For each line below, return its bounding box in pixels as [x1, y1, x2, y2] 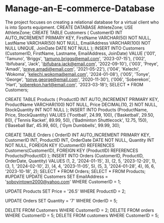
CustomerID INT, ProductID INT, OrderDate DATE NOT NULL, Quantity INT [5, 137, 155, 143]
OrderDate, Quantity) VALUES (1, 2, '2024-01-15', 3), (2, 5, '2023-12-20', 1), [5, 158, 157, 164]
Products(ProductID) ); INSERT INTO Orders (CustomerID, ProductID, [5, 152, 144, 158]
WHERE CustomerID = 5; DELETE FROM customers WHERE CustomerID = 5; [5, 212, 159, 218]
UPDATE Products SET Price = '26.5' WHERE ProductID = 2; [5, 188, 126, 194]
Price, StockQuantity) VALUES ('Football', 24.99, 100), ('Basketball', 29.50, [5, 112, 154, 118]
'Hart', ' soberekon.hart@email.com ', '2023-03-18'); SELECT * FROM [5, 81, 143, 87]
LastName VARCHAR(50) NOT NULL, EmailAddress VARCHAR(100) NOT [5, 40, 151, 46]
